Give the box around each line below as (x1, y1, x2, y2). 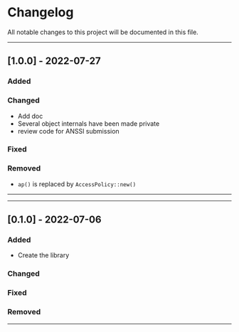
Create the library (17, 251, 70, 259)
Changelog (7, 4, 74, 21)
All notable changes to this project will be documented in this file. (7, 28, 199, 36)
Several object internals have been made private (17, 119, 160, 128)
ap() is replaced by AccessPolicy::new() (17, 179, 137, 188)
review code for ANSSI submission (17, 127, 119, 135)
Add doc (17, 112, 43, 120)
